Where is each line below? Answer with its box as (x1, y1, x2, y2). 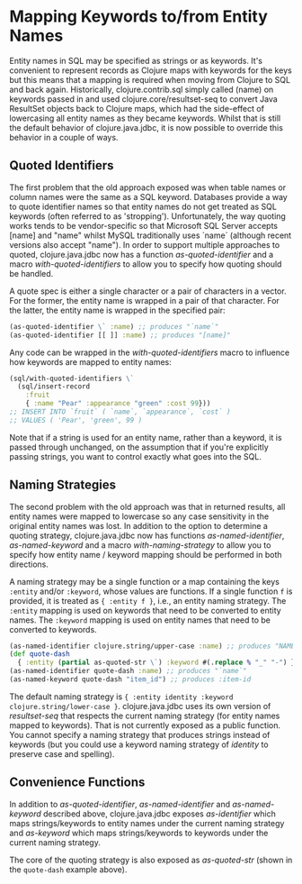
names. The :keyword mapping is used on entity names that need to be (9, 615, 271, 625)
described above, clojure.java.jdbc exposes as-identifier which (43, 808, 276, 819)
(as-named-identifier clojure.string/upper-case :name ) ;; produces (9, 642, 271, 651)
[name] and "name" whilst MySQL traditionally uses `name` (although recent (9, 230, 292, 241)
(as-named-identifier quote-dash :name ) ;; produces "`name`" (9, 667, 247, 676)
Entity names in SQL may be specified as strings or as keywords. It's (9, 55, 263, 66)
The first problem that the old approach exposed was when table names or (9, 182, 287, 193)
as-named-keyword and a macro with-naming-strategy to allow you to (9, 539, 271, 551)
